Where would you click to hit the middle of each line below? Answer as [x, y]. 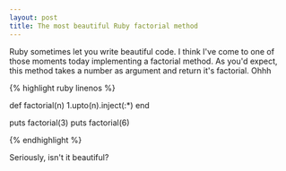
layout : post [34, 17]
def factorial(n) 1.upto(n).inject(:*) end [79, 105]
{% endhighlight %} [46, 140]
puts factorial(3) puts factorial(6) [69, 123]
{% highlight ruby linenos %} [62, 88]
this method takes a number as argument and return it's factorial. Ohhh [140, 70]
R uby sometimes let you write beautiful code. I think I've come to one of [142, 51]
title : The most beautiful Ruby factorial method [104, 26]
